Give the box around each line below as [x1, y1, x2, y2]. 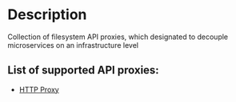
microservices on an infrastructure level [7, 40, 139, 49]
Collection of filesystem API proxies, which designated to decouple [7, 32, 229, 41]
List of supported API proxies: [7, 64, 159, 77]
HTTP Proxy [18, 84, 59, 94]
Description [7, 6, 87, 24]
